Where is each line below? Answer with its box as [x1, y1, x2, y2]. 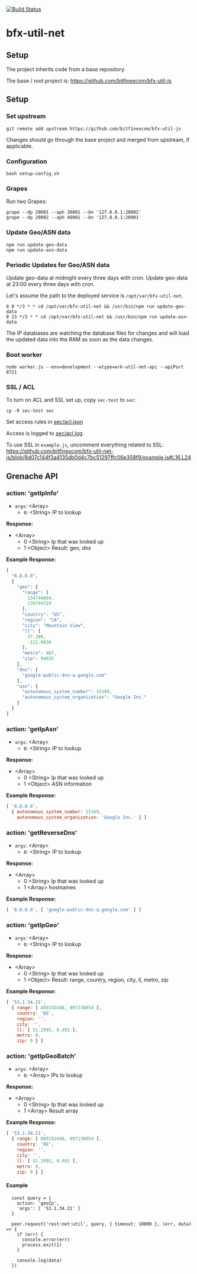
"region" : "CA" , [21, 617, 62, 623]
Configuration [6, 157, 47, 166]
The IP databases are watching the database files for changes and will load [6, 329, 189, 337]
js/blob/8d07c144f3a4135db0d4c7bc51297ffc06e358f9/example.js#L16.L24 [6, 454, 191, 461]
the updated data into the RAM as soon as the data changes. [6, 335, 154, 343]
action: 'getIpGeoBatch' [6, 1052, 76, 1060]
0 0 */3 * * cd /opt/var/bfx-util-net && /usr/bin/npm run [6, 303, 155, 309]
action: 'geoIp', [17, 1200, 60, 1206]
